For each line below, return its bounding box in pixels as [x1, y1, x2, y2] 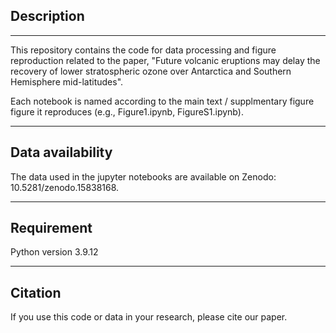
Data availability [10, 144, 113, 161]
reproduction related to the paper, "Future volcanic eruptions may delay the [10, 54, 321, 66]
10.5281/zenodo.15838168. [10, 181, 120, 193]
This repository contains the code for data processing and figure [10, 44, 277, 56]
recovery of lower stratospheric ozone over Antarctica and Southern [10, 65, 292, 77]
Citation [10, 284, 62, 301]
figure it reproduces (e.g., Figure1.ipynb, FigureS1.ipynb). [10, 105, 244, 118]
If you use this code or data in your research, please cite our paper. [10, 311, 288, 323]
